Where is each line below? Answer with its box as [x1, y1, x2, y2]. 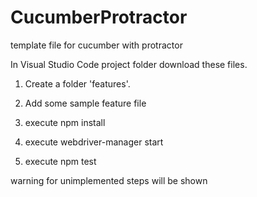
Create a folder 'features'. [24, 77, 131, 90]
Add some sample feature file [24, 97, 147, 109]
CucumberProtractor [10, 6, 188, 29]
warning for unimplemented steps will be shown [10, 174, 208, 186]
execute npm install [24, 116, 106, 128]
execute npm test [24, 155, 97, 167]
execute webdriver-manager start [24, 136, 164, 148]
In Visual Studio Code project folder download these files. [10, 58, 248, 70]
